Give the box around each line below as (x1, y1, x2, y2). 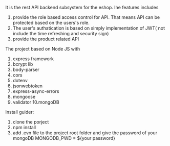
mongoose (12, 94, 36, 100)
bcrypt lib (12, 61, 33, 67)
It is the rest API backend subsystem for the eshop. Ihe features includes (5, 5, 159, 10)
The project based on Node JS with (5, 46, 80, 52)
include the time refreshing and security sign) (12, 31, 109, 36)
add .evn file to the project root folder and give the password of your (12, 130, 158, 136)
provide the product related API (12, 36, 79, 42)
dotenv (12, 78, 28, 83)
